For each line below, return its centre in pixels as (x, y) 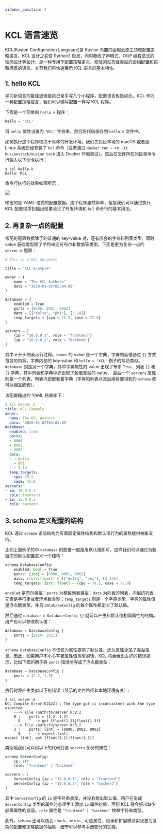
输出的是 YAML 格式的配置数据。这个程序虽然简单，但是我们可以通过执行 (78, 203)
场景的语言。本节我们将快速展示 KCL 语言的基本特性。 (63, 68)
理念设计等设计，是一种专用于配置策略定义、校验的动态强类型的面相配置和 (79, 62)
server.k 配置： (21, 250)
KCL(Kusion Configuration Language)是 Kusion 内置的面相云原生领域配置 (78, 50)
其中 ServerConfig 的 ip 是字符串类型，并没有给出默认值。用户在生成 (73, 798)
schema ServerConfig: (27, 757)
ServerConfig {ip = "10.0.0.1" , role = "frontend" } (67, 779)
